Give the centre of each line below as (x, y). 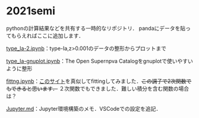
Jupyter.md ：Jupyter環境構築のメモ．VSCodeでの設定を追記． (84, 108)
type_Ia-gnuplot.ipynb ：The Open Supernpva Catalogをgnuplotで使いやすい (99, 61)
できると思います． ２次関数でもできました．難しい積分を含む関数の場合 (100, 88)
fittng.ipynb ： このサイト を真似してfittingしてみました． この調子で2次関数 (96, 81)
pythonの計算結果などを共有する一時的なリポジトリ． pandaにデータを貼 (96, 28)
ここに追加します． (61, 35)
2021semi (31, 11)
